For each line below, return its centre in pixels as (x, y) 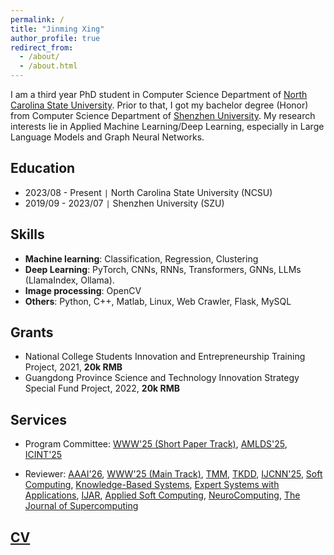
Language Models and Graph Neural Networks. (107, 137)
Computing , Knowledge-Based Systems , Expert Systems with (152, 485)
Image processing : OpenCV (83, 290)
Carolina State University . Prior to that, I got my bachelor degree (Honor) (159, 105)
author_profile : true (55, 38)
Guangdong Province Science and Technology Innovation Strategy (162, 378)
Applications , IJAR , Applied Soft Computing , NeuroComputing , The (162, 495)
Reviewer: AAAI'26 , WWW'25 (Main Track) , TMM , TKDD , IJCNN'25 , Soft (173, 474)
